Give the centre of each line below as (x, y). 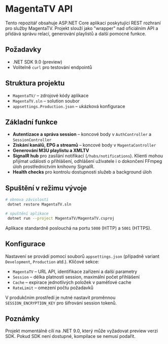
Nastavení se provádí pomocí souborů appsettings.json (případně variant (82, 256)
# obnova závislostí (27, 200)
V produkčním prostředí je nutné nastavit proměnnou (60, 297)
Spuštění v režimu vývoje (46, 188)
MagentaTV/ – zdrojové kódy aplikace (51, 95)
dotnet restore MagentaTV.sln (39, 204)
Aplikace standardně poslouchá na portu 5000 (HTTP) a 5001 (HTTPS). (78, 228)
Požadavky (23, 49)
